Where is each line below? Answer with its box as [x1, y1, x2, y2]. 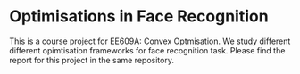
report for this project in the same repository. [9, 54, 174, 65]
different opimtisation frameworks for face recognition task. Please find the [9, 45, 286, 55]
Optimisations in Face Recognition [9, 6, 270, 27]
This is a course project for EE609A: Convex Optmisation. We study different [9, 36, 291, 46]
